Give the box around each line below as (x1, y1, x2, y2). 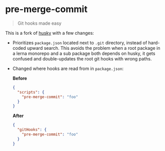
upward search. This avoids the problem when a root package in (27, 45, 160, 51)
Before (12, 75, 27, 81)
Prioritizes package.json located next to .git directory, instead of (12, 39, 147, 46)
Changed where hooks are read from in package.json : (12, 65, 124, 71)
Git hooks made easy (17, 20, 62, 26)
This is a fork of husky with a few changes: (5, 30, 94, 36)
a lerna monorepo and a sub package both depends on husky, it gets (12, 50, 155, 56)
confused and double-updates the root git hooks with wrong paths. (12, 55, 152, 61)
